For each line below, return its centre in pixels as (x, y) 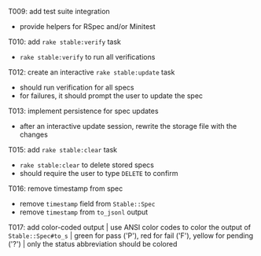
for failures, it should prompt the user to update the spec (111, 96)
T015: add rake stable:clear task (63, 150)
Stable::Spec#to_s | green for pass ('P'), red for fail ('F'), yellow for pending (131, 236)
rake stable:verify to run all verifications (87, 57)
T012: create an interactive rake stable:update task (92, 72)
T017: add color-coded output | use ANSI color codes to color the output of (130, 227)
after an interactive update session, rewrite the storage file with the (128, 126)
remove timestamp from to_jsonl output (84, 212)
